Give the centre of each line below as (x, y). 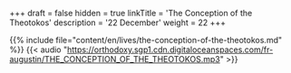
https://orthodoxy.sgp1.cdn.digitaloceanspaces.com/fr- (170, 50)
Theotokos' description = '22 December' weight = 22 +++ (118, 23)
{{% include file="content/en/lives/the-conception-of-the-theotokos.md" (146, 40)
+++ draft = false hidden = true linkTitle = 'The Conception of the (131, 13)
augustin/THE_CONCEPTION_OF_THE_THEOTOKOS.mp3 (115, 59)
